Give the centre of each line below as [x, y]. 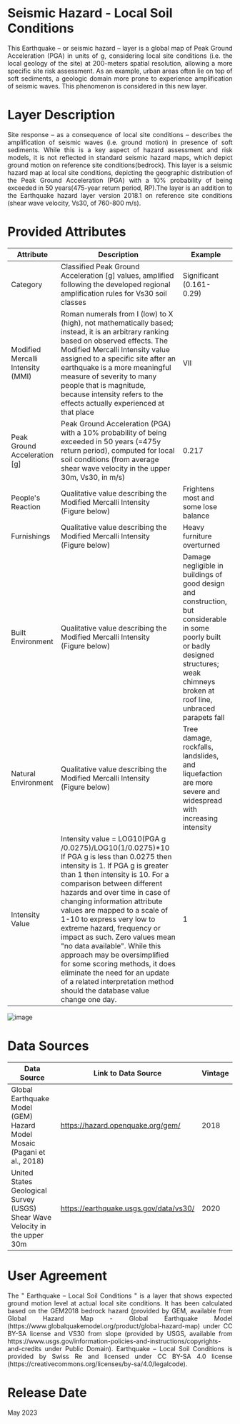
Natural [23, 773]
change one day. [89, 999]
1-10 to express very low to [108, 919]
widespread [202, 800]
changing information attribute [111, 901]
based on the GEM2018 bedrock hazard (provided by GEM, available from [120, 1310]
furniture [197, 536]
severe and [201, 791]
